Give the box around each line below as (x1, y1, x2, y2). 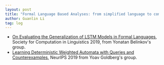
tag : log (5, 20, 23, 26)
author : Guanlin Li (5, 16, 45, 21)
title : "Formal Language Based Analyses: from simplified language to (5, 12, 152, 16)
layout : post (5, 7, 32, 12)
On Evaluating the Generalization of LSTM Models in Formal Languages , (12, 34, 157, 40)
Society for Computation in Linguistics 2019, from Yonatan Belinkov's (12, 39, 151, 45)
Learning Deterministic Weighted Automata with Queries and (12, 49, 134, 55)
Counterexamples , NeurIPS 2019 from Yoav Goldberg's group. (12, 54, 138, 61)
